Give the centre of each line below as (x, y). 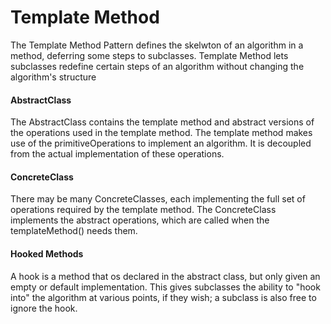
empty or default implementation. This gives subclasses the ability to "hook (165, 287)
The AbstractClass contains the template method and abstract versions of (162, 122)
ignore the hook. (44, 308)
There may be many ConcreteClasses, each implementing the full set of (158, 199)
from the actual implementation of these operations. (117, 154)
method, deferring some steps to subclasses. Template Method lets (149, 55)
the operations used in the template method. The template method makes (161, 133)
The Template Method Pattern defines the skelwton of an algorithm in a (157, 45)
